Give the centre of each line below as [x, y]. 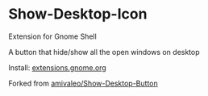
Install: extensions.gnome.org [57, 67]
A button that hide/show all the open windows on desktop [104, 52]
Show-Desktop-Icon [78, 14]
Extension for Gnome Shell [52, 36]
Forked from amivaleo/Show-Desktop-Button [83, 83]
